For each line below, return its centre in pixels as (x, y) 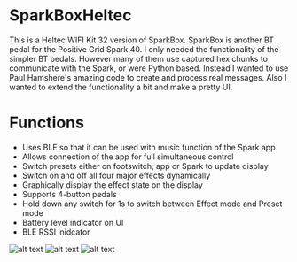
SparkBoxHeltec (70, 15)
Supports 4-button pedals (69, 194)
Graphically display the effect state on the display (113, 185)
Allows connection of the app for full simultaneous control (128, 157)
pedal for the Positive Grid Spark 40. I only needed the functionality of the (144, 49)
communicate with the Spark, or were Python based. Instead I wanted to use (149, 68)
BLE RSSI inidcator (56, 232)
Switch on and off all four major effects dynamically (116, 175)
